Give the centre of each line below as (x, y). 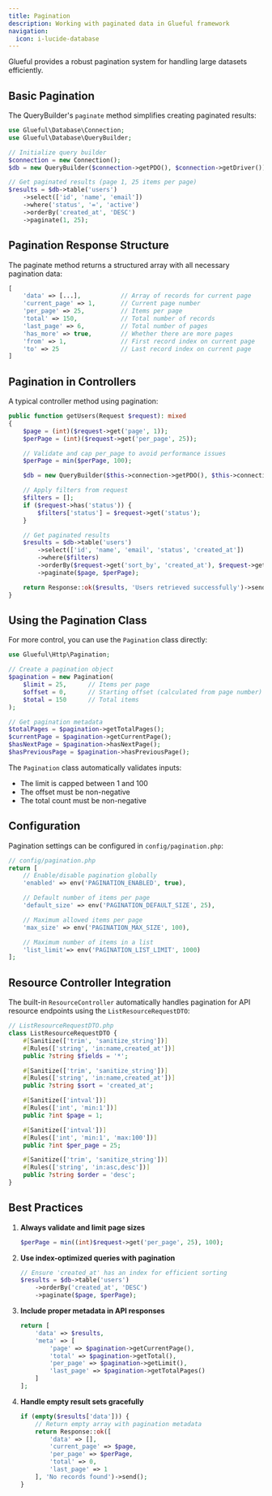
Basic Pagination (51, 95)
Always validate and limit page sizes (83, 1227)
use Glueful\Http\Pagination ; (59, 655)
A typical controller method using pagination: (83, 401)
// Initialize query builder (57, 152)
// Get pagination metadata (56, 722)
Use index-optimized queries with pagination (98, 1258)
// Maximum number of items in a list (88, 942)
